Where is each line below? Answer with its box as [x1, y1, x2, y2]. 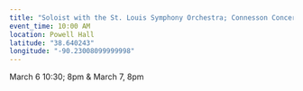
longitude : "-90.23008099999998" [9, 47, 135, 56]
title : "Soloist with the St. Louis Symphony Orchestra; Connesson [9, 13, 269, 23]
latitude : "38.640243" [9, 38, 95, 48]
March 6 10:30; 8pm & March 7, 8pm [9, 71, 144, 82]
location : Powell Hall [9, 30, 95, 39]
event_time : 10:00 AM [9, 22, 91, 31]
